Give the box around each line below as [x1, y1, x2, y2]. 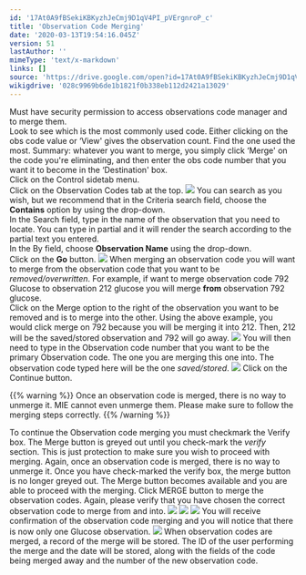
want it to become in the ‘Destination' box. [9, 164, 168, 175]
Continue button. [9, 372, 73, 383]
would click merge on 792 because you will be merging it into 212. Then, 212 [9, 321, 296, 333]
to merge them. [9, 116, 67, 127]
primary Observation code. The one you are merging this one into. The [9, 352, 275, 363]
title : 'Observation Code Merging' [9, 22, 145, 31]
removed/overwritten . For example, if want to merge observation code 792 [9, 272, 290, 283]
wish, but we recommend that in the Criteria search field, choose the [9, 194, 267, 205]
